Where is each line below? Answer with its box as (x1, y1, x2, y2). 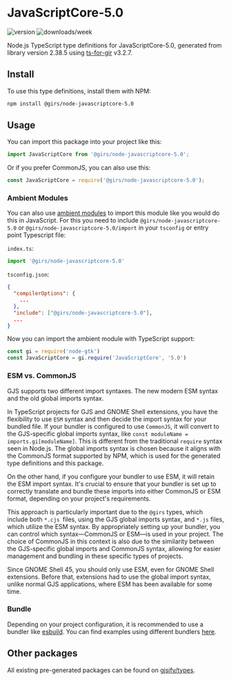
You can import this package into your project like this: (7, 138, 162, 146)
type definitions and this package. (7, 458, 104, 467)
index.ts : (7, 244, 34, 253)
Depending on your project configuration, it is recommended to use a (7, 620, 203, 628)
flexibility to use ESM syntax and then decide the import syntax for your (7, 415, 207, 423)
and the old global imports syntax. (7, 394, 104, 402)
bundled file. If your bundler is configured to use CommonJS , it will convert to (7, 422, 219, 430)
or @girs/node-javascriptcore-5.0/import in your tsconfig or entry (18, 223, 209, 232)
